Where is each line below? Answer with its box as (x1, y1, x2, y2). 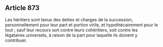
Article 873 (5, 4, 40, 12)
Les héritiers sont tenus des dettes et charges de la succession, (5, 16, 133, 22)
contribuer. (5, 37, 27, 43)
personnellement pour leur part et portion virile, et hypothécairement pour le (5, 22, 158, 28)
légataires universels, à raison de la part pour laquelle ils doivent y (5, 32, 138, 38)
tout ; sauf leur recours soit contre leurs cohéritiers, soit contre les (5, 27, 138, 33)
